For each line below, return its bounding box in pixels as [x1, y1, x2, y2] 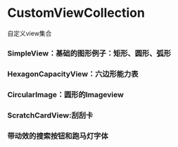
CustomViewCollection [7, 5, 146, 21]
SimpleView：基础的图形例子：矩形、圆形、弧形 [7, 48, 171, 58]
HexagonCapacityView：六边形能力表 [7, 69, 139, 79]
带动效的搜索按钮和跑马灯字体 [7, 131, 109, 141]
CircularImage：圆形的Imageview [7, 89, 125, 99]
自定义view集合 [7, 29, 52, 37]
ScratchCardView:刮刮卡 [7, 110, 94, 120]
